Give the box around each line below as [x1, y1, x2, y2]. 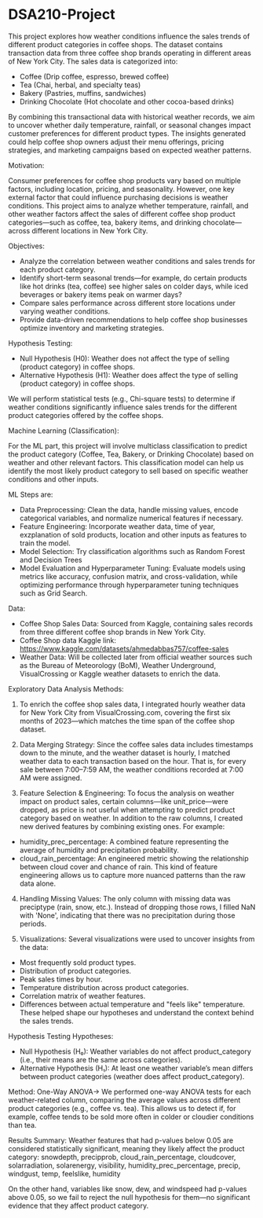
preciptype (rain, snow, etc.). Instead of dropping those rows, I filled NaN [19, 902, 256, 912]
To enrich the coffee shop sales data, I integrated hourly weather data [19, 699, 246, 709]
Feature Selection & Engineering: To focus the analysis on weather [19, 788, 235, 798]
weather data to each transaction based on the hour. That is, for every [19, 756, 247, 765]
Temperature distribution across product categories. [19, 982, 189, 992]
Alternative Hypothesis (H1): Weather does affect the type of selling [19, 370, 238, 380]
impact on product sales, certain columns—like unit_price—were [19, 796, 229, 806]
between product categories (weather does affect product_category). [19, 1071, 245, 1081]
